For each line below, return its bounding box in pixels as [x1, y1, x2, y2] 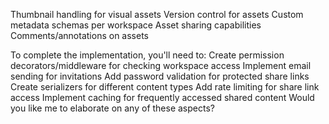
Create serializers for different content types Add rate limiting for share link [10, 81, 320, 93]
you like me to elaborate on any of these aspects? [10, 102, 215, 114]
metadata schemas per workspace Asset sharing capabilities [10, 19, 262, 31]
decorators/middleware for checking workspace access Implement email [10, 60, 312, 71]
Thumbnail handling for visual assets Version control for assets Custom [10, 9, 304, 20]
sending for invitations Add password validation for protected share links [10, 70, 310, 82]
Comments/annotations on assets [10, 30, 149, 41]
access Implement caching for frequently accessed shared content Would [10, 92, 315, 103]
